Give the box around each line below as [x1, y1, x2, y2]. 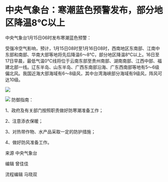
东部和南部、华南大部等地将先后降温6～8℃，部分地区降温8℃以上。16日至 [5, 51, 160, 58]
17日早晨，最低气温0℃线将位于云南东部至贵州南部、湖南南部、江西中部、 [5, 58, 157, 64]
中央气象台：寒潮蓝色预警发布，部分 [5, 5, 154, 16]
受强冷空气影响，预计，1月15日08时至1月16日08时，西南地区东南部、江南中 [5, 45, 160, 51]
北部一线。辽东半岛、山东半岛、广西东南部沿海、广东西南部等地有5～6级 [9, 64, 159, 70]
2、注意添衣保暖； [5, 118, 43, 124]
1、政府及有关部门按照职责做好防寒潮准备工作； [5, 107, 103, 113]
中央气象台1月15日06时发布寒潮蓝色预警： [5, 35, 91, 41]
